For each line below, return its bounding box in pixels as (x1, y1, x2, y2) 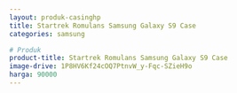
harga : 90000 (9, 70, 58, 80)
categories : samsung (9, 29, 86, 38)
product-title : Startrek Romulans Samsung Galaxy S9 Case (9, 54, 228, 63)
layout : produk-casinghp (9, 12, 101, 22)
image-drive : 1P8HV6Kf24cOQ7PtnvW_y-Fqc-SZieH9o (9, 62, 193, 71)
